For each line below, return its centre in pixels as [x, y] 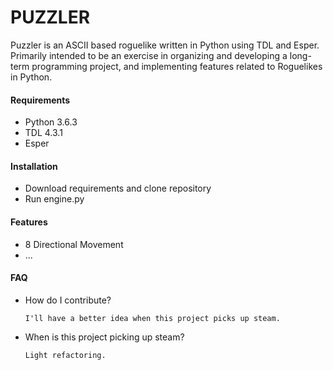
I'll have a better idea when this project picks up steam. [152, 318]
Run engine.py [54, 199]
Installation [34, 166]
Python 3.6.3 [51, 122]
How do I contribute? [68, 300]
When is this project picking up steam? [104, 337]
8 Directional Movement [74, 244]
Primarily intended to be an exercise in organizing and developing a [149, 55]
